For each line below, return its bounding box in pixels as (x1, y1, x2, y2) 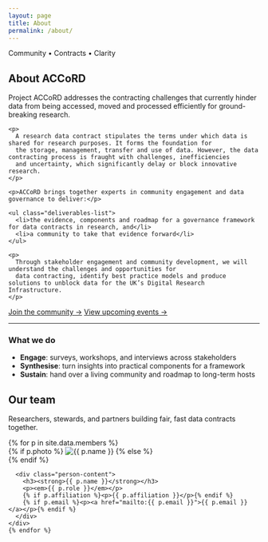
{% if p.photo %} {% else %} (8, 447, 153, 456)
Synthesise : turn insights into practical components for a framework (19, 361, 246, 371)
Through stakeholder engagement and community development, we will (15, 258, 248, 266)
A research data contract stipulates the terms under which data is (15, 133, 248, 141)
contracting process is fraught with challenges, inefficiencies (8, 153, 230, 161)
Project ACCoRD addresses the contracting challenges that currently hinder (8, 93, 257, 102)
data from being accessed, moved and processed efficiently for (8, 102, 218, 111)
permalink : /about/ (8, 26, 73, 34)
